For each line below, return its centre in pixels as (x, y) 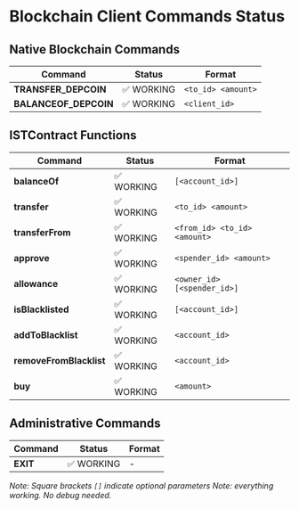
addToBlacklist (46, 334)
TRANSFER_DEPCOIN (60, 89)
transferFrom (42, 232)
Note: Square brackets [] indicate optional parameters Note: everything (141, 485)
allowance (36, 283)
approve (32, 258)
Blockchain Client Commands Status (147, 16)
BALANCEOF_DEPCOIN (64, 104)
